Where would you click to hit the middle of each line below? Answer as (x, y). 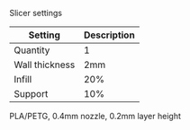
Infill (23, 79)
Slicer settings (36, 13)
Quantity (32, 50)
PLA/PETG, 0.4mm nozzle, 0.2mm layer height (95, 116)
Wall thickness (45, 65)
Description (109, 35)
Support (31, 94)
